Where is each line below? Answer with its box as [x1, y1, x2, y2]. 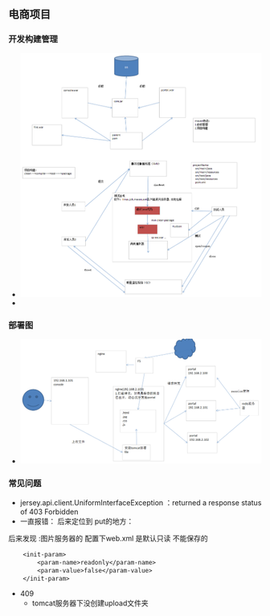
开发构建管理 [8, 34, 59, 45]
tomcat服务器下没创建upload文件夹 [31, 598, 149, 608]
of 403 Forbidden [19, 507, 79, 516]
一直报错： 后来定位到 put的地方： [19, 516, 134, 526]
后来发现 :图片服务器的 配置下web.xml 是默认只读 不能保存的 [8, 533, 209, 543]
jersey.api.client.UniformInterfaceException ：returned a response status [19, 497, 262, 508]
